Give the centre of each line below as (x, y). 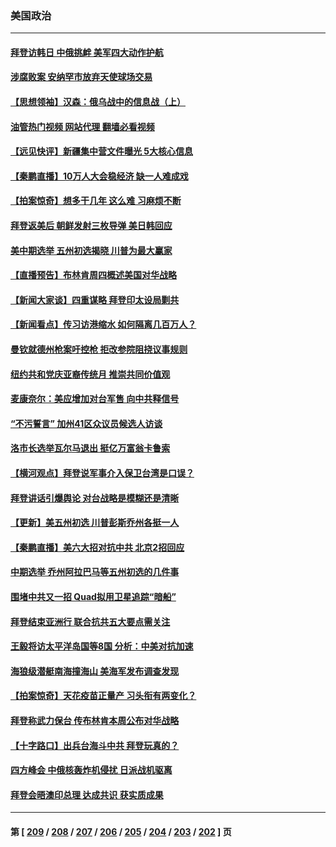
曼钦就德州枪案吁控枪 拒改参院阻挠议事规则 (99, 349)
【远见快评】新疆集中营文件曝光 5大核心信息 (102, 151)
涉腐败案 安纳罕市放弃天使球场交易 (81, 77)
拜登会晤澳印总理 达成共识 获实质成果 (87, 794)
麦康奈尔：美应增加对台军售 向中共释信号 (95, 399)
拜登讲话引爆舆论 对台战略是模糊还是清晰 (95, 498)
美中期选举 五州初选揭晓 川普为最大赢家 (91, 250)
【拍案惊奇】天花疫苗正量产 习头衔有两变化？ (103, 696)
